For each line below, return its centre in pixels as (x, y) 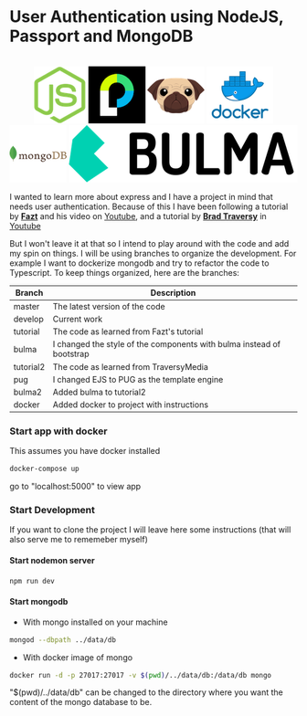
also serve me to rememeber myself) (79, 540)
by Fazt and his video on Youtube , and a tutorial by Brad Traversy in (138, 216)
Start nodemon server (53, 560)
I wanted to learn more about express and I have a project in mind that (142, 196)
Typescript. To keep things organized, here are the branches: (125, 272)
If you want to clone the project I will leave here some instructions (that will (150, 530)
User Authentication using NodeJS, (147, 17)
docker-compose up (44, 469)
